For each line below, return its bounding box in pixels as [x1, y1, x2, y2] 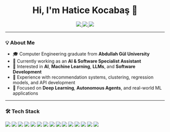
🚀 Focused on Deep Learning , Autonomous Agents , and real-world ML [12, 85, 162, 91]
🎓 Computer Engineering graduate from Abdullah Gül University [12, 51, 150, 57]
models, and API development [12, 80, 75, 86]
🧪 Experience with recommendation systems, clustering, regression [12, 74, 154, 80]
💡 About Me [5, 39, 35, 46]
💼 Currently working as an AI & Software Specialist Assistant [12, 58, 142, 64]
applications [12, 90, 38, 96]
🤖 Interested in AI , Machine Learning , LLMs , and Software [12, 63, 136, 70]
